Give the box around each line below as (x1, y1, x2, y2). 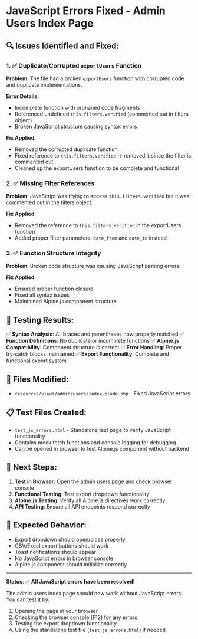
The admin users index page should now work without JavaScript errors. (6, 589, 183, 597)
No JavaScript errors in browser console (14, 555, 114, 562)
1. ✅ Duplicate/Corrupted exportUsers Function (6, 61, 142, 70)
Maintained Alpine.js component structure (14, 298, 117, 305)
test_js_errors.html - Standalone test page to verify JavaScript (14, 426, 171, 433)
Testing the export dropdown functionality (14, 620, 117, 627)
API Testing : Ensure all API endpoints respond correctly (14, 503, 150, 510)
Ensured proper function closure (14, 285, 94, 293)
